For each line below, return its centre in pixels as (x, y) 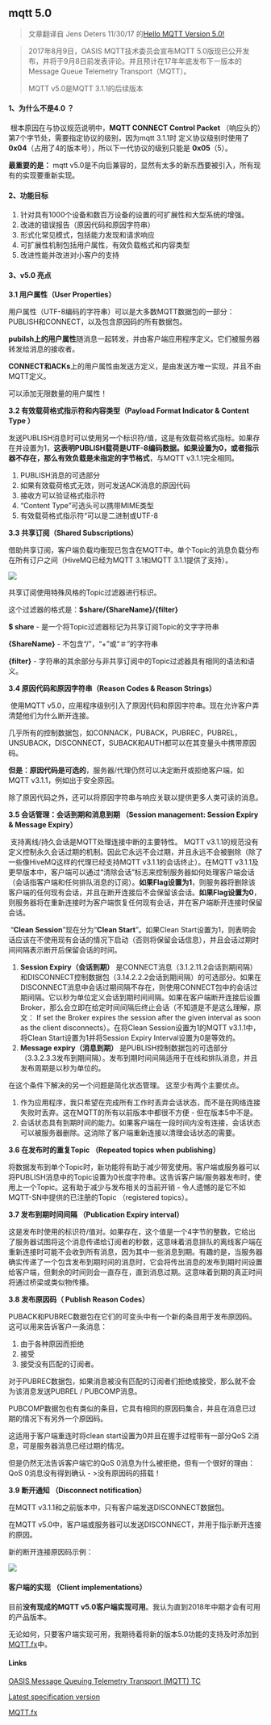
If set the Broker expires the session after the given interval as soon (148, 1018)
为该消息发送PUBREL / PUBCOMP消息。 (75, 1391)
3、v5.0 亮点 (30, 275)
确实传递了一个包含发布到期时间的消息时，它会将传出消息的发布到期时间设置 (135, 1262)
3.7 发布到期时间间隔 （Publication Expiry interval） (96, 1214)
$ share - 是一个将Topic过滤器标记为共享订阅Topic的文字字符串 (114, 627)
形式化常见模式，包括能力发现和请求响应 (87, 235)
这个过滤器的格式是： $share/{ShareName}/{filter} (94, 610)
